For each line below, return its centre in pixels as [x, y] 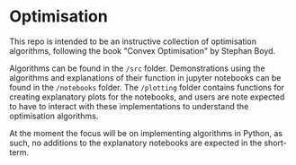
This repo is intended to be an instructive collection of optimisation [133, 41]
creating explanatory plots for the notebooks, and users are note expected [147, 97]
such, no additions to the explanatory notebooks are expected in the [136, 143]
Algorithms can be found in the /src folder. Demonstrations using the [137, 68]
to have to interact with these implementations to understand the [129, 106]
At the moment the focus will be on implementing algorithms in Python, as [146, 133]
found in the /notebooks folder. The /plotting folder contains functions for [147, 87]
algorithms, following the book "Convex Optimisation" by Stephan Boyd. [143, 50]
